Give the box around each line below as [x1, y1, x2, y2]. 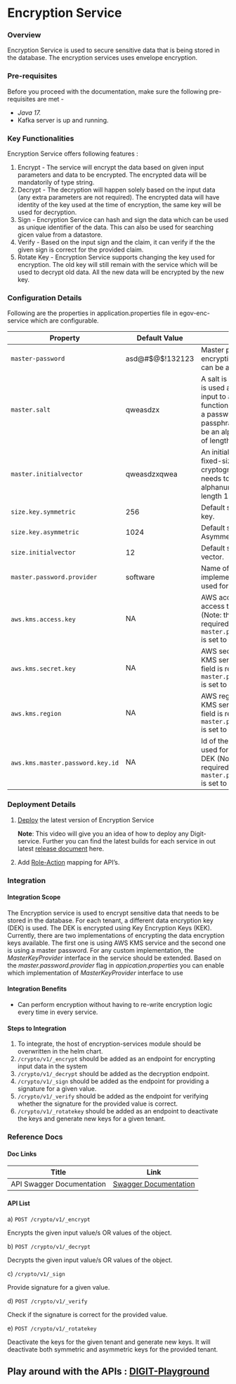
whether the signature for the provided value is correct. [17, 1099, 178, 1108]
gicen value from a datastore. [17, 230, 103, 239]
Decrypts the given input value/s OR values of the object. [7, 1256, 173, 1264]
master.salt [11, 406, 51, 414]
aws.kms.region [11, 710, 62, 717]
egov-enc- [178, 309, 211, 318]
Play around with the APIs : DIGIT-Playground [7, 1365, 210, 1377]
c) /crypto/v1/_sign [7, 1269, 65, 1278]
